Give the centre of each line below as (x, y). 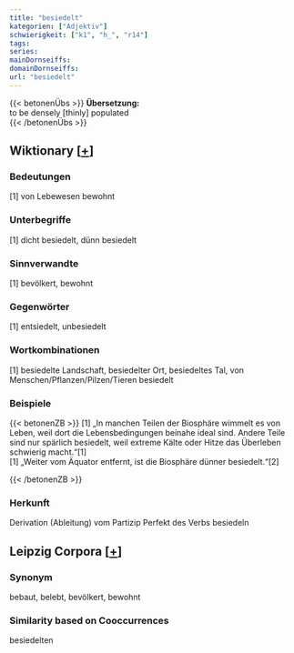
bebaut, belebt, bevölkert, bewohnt (75, 597)
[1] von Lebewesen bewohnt (62, 196)
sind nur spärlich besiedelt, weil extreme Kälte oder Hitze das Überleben (146, 442)
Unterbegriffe (40, 220)
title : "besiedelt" (46, 18)
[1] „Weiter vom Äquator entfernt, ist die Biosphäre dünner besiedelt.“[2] (144, 461)
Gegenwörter (40, 306)
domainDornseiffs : (44, 69)
